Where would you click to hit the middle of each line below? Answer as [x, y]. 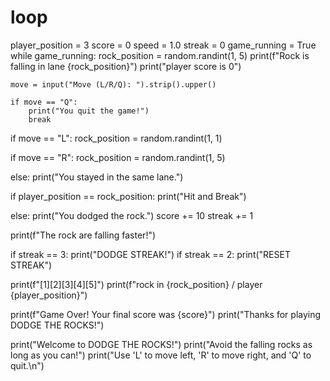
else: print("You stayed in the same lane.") [97, 177]
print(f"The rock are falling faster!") [83, 235]
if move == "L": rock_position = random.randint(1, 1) [116, 138]
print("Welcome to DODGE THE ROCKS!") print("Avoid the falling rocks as [161, 344]
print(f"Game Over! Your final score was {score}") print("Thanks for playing [166, 314]
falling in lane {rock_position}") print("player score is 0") [126, 66]
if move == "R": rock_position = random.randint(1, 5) [118, 157]
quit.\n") [27, 365]
